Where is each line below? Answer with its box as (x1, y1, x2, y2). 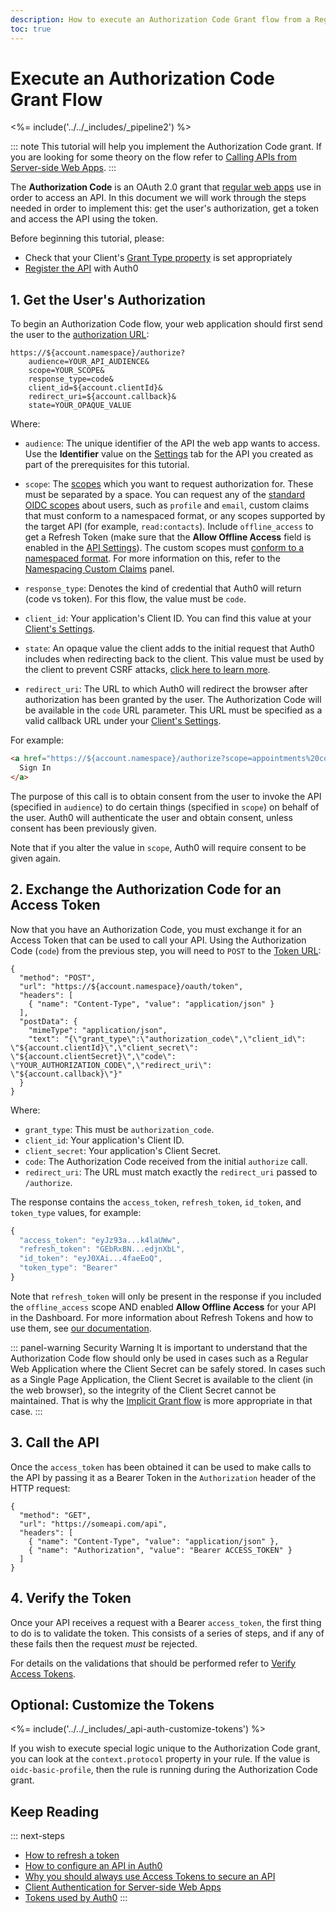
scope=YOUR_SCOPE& (28, 366, 105, 376)
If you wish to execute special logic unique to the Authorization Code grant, (10, 1742, 321, 1755)
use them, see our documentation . (10, 1322, 152, 1334)
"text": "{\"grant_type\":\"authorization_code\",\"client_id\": (28, 1034, 307, 1044)
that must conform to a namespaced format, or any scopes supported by (24, 510, 326, 522)
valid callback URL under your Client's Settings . (24, 715, 222, 727)
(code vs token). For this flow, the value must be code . (24, 593, 247, 605)
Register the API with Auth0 (24, 262, 139, 275)
